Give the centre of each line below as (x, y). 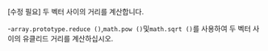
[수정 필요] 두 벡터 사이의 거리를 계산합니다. (76, 12)
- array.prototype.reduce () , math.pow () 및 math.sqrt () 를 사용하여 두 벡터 (129, 29)
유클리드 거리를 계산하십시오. (68, 39)
